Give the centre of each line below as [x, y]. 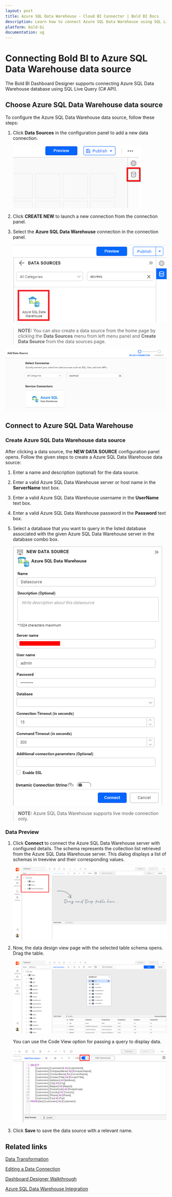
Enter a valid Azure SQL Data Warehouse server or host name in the [84, 482]
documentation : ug [25, 33]
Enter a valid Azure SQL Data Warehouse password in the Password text [89, 513]
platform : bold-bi [25, 27]
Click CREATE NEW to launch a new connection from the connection [85, 216]
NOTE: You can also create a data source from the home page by [87, 331]
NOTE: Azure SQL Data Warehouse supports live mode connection [88, 813]
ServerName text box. [36, 488]
